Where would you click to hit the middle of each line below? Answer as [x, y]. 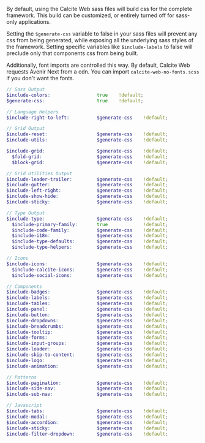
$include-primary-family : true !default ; [90, 224]
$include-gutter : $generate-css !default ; [87, 185]
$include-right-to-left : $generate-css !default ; [87, 118]
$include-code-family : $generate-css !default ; [90, 230]
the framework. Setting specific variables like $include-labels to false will [99, 47]
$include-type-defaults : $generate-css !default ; [90, 241]
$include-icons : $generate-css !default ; [87, 264]
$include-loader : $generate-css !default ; [87, 349]
